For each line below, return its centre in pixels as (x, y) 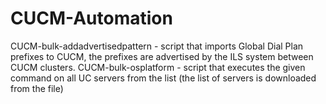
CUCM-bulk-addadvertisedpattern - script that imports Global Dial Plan (157, 46)
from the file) (37, 88)
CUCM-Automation (91, 18)
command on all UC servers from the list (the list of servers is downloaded (163, 78)
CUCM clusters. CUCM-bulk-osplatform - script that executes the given (158, 67)
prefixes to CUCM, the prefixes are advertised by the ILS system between (162, 56)
